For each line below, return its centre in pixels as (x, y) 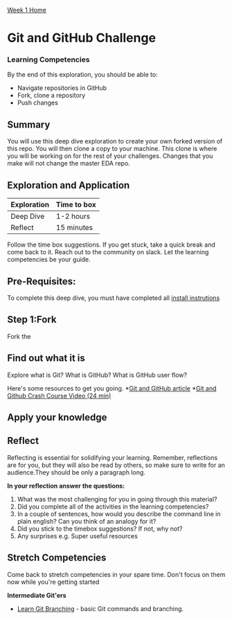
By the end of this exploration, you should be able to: (82, 75)
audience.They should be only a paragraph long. (76, 472)
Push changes (38, 103)
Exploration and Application (69, 185)
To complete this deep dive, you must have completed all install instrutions (114, 298)
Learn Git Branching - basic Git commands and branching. (100, 608)
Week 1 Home (27, 10)
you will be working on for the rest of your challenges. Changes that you (110, 156)
